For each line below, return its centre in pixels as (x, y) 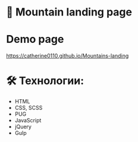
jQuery (23, 127)
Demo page (35, 40)
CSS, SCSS (29, 108)
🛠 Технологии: (45, 81)
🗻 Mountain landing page (69, 12)
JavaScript (28, 121)
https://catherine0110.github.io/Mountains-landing (68, 56)
